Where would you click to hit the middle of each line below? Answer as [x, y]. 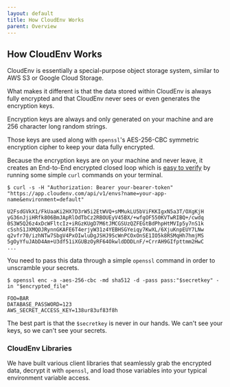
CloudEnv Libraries [39, 349]
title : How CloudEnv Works [46, 20]
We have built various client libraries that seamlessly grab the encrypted [109, 363]
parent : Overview [32, 26]
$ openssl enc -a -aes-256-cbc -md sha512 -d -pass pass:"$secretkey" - [113, 280]
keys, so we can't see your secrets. [57, 331]
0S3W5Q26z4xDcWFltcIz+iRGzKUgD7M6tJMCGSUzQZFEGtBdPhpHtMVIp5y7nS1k [106, 224]
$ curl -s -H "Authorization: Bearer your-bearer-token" [90, 188]
